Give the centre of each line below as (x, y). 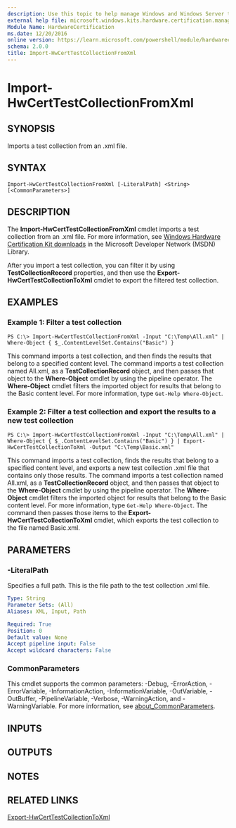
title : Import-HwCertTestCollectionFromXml (72, 54)
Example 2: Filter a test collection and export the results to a (112, 412)
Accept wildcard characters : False (59, 650)
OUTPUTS (30, 752)
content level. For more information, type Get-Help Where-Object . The (107, 505)
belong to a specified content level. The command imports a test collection (116, 364)
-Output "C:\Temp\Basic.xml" (131, 447)
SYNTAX (27, 168)
